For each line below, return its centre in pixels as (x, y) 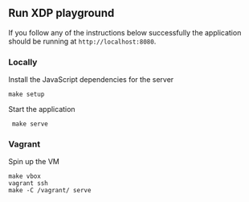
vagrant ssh (28, 183)
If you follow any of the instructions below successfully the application (125, 32)
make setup (27, 95)
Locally (23, 62)
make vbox (25, 176)
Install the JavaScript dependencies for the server (91, 80)
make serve (30, 124)
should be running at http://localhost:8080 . (82, 41)
